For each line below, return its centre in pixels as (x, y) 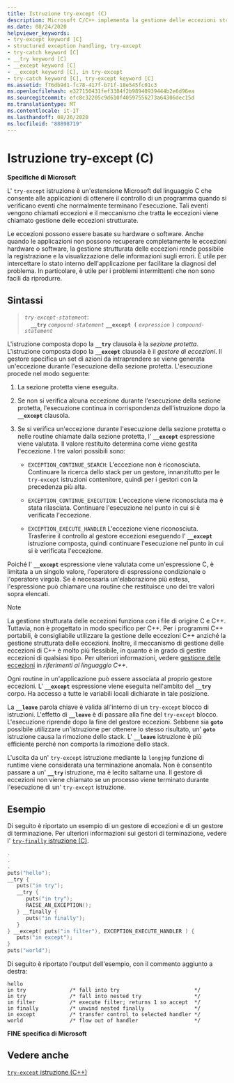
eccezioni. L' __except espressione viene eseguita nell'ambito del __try (109, 686)
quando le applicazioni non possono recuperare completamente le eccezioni (117, 242)
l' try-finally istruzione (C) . (48, 841)
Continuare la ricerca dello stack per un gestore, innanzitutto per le (124, 472)
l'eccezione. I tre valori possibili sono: (71, 451)
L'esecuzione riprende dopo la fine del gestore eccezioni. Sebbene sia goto (115, 722)
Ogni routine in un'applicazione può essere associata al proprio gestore (110, 679)
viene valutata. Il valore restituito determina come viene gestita (107, 444)
